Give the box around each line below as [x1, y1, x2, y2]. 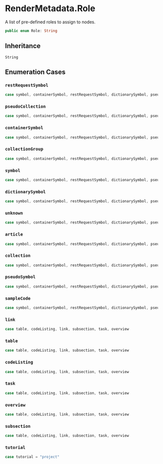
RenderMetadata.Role [5, 3, 96, 14]
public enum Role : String [5, 28, 57, 33]
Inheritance [5, 42, 41, 50]
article [5, 232, 23, 237]
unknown [5, 210, 23, 216]
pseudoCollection [5, 104, 46, 109]
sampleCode [5, 295, 31, 301]
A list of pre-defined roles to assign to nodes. [5, 19, 96, 25]
